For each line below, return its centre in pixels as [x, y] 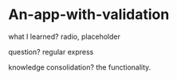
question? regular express [51, 51]
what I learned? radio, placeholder [65, 36]
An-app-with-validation [89, 15]
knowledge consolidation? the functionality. [80, 67]
